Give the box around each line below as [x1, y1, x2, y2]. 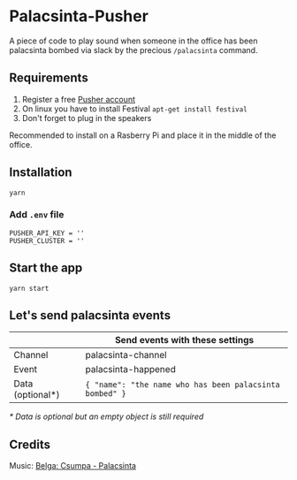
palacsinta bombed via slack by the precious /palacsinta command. [9, 44, 258, 55]
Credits [9, 437, 51, 452]
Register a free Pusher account [21, 94, 135, 104]
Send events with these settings [114, 334, 255, 347]
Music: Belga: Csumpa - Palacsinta [9, 461, 137, 471]
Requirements [9, 71, 88, 86]
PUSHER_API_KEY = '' [9, 228, 86, 238]
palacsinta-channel [85, 349, 167, 362]
